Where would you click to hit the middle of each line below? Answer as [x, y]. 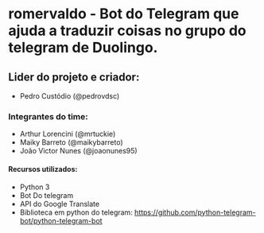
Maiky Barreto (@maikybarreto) [71, 142]
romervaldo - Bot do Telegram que [124, 14]
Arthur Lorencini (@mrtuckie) [68, 134]
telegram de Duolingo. [83, 48]
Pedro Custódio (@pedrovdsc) [70, 96]
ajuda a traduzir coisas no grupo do [127, 31]
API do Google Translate [60, 204]
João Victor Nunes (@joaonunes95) [78, 151]
